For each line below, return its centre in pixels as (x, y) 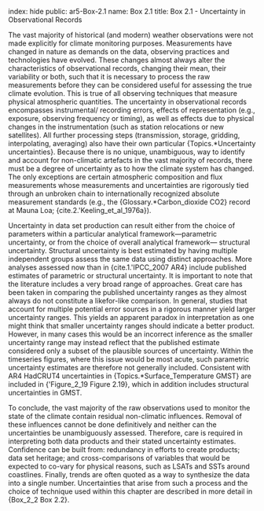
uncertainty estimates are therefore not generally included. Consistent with (130, 368)
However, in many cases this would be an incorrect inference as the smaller (130, 334)
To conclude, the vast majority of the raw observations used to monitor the (129, 408)
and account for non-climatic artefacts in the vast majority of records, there (130, 160)
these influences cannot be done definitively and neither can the (113, 425)
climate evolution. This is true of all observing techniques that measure (123, 93)
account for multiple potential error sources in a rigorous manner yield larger (132, 309)
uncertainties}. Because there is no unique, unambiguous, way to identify (126, 152)
